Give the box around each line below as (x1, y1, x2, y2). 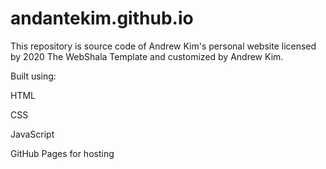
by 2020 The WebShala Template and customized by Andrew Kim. (10, 50, 284, 62)
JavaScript (10, 128, 55, 140)
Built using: (10, 70, 57, 82)
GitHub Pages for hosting (10, 147, 115, 159)
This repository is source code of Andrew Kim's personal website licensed (10, 40, 317, 52)
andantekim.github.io (10, 7, 194, 30)
